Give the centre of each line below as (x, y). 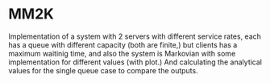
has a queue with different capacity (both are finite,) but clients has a (123, 44)
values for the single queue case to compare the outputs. (104, 70)
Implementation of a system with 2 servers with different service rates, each (135, 36)
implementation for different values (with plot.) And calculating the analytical (135, 62)
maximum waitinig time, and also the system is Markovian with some (122, 53)
